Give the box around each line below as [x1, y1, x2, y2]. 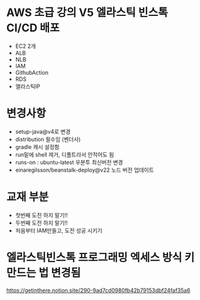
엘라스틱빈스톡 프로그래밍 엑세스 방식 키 [6, 251, 195, 264]
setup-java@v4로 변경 [15, 128, 71, 135]
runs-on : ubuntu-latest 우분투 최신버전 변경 [15, 158, 123, 166]
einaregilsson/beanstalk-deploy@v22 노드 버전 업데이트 [15, 166, 155, 174]
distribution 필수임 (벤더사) [15, 136, 81, 143]
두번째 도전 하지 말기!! [15, 219, 68, 226]
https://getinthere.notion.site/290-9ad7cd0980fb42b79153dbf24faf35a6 [6, 287, 191, 294]
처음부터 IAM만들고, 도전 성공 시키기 [15, 226, 102, 234]
